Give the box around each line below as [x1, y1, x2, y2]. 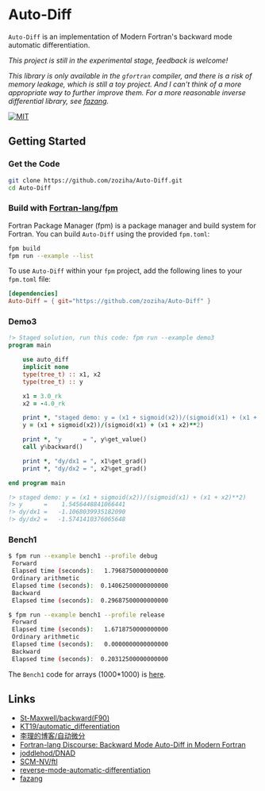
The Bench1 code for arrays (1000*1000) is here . [8, 669, 167, 679]
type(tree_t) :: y [22, 378, 83, 386]
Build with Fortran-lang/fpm [8, 202, 118, 213]
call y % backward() [22, 443, 83, 451]
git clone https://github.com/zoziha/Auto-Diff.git [8, 176, 182, 184]
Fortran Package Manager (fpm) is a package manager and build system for [8, 221, 256, 230]
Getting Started [8, 135, 86, 148]
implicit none [22, 363, 69, 371]
